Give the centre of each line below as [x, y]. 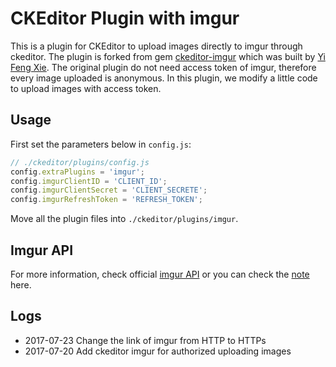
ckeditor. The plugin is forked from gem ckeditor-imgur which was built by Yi [168, 56]
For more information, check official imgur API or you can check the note [160, 274]
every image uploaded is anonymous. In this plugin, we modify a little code [164, 78]
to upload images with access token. [86, 88]
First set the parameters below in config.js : [101, 144]
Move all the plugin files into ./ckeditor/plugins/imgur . [124, 219]
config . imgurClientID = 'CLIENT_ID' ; [89, 181]
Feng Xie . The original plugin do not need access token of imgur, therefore [163, 67]
